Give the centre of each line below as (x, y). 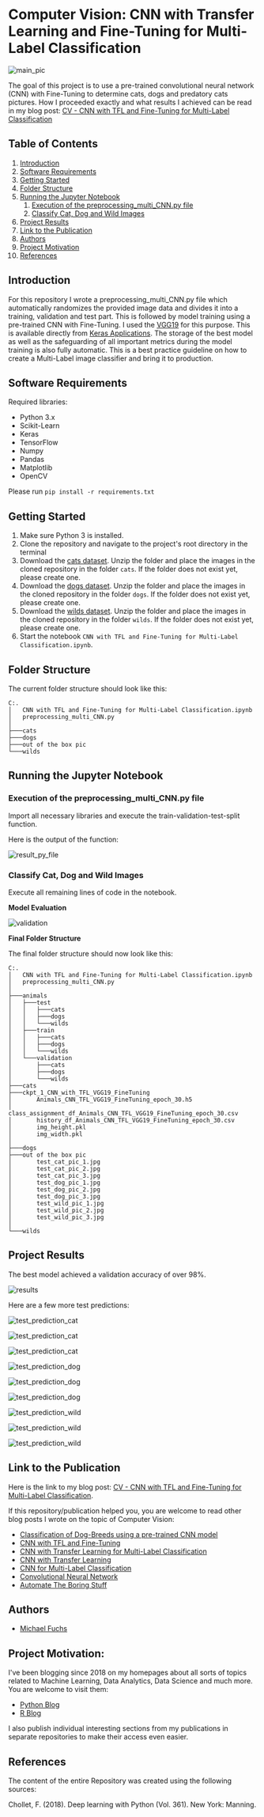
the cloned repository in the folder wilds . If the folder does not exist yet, (137, 619)
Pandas (32, 460)
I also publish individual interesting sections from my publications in (119, 1728)
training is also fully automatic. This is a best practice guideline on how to (128, 350)
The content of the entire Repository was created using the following (120, 1781)
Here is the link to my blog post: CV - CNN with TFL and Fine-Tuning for (125, 1487)
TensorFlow (39, 443)
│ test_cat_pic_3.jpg (55, 1175)
